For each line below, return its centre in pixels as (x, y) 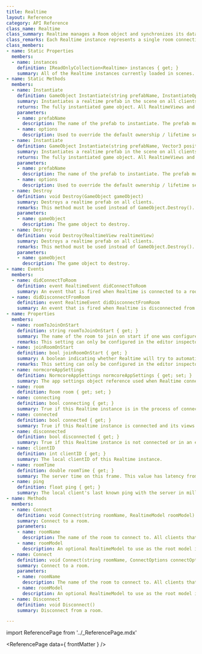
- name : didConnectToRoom (44, 280)
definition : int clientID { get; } (62, 454)
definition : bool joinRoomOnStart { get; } (72, 353)
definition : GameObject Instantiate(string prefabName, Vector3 (99, 146)
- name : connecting (36, 398)
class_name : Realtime (33, 29)
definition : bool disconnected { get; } (68, 437)
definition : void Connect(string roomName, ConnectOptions (93, 560)
